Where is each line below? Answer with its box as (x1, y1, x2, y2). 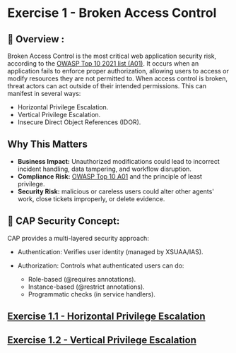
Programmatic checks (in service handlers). (28, 289, 155, 298)
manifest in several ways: (7, 90, 81, 97)
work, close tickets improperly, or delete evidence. (17, 194, 165, 203)
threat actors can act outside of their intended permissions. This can (7, 82, 207, 90)
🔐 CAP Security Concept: (7, 215, 120, 227)
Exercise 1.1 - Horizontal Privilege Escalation (7, 311, 206, 323)
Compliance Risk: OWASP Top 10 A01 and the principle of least (17, 172, 203, 181)
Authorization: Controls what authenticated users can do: (17, 261, 184, 270)
